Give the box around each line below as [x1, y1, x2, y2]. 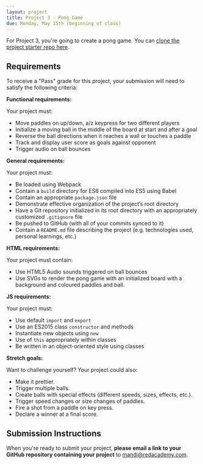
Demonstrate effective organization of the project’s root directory [15, 200, 179, 208]
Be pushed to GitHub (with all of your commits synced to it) [15, 220, 165, 227]
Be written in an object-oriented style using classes [15, 343, 144, 350]
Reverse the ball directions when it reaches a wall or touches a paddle [15, 132, 191, 140]
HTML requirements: [6, 245, 60, 252]
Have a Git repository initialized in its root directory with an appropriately [15, 207, 198, 214]
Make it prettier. [15, 378, 55, 385]
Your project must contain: [6, 256, 73, 264]
